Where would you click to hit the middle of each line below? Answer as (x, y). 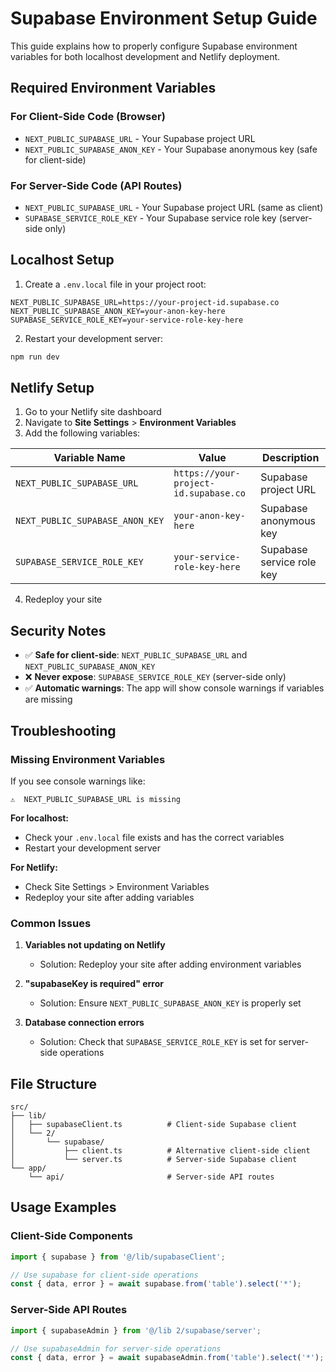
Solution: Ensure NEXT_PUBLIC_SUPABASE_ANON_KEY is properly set (170, 1003)
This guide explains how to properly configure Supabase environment (154, 46)
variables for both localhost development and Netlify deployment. (145, 56)
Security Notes (58, 630)
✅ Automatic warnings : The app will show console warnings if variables (174, 688)
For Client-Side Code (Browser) (88, 117)
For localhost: (40, 818)
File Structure (53, 1083)
